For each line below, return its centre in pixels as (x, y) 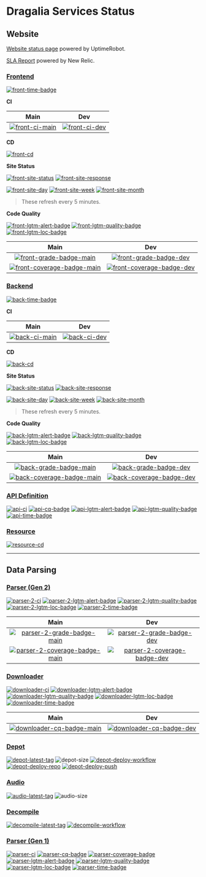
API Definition (28, 495)
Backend (20, 286)
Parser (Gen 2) (29, 587)
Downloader (25, 676)
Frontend (20, 76)
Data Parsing (32, 570)
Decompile (23, 811)
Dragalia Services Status (71, 11)
